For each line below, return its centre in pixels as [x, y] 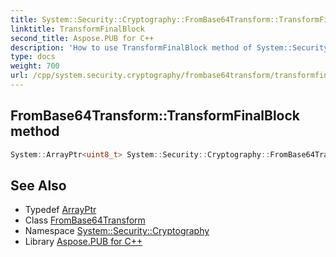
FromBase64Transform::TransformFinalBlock [155, 116]
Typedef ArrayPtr [60, 210]
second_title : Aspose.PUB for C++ [82, 38]
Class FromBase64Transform [85, 220]
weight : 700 [35, 66]
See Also [38, 185]
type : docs [33, 57]
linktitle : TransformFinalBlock [77, 29]
